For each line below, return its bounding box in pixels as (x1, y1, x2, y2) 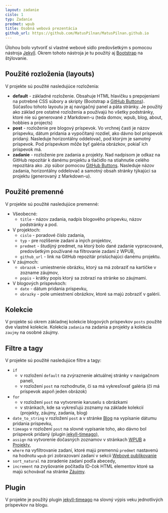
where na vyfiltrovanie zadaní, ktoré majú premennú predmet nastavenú (12, 447, 158, 453)
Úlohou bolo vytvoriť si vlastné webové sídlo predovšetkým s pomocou (5, 45, 152, 50)
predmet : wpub (5, 21, 35, 27)
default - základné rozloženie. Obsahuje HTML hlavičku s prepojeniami (12, 93, 159, 99)
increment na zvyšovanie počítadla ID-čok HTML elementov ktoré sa (12, 463, 154, 469)
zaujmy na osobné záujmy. (5, 329, 59, 335)
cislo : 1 (5, 12, 24, 17)
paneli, (20, 378, 34, 384)
